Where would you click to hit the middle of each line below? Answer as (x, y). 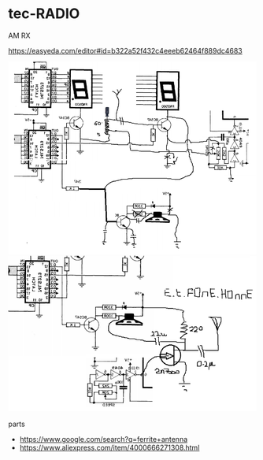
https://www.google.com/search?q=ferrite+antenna (104, 440)
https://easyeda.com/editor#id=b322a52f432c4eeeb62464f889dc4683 (125, 50)
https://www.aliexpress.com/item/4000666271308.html (109, 448)
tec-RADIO (44, 14)
